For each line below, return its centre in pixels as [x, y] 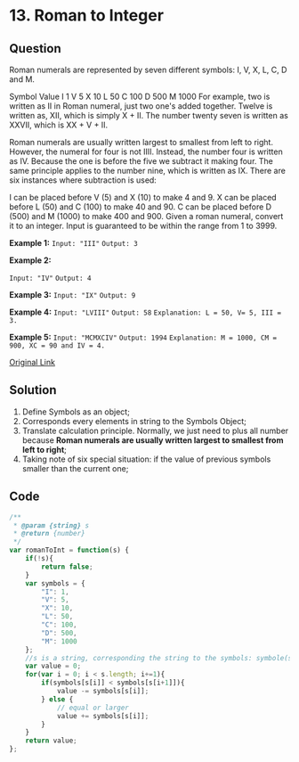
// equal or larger [93, 708]
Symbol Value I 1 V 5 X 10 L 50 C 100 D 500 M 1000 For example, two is [140, 96]
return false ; [67, 567]
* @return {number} [49, 534]
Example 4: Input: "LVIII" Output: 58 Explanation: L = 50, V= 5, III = [145, 312]
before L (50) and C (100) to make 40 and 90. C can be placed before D [141, 207]
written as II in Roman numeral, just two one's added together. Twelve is [141, 106]
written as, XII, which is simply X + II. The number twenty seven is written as [149, 115]
